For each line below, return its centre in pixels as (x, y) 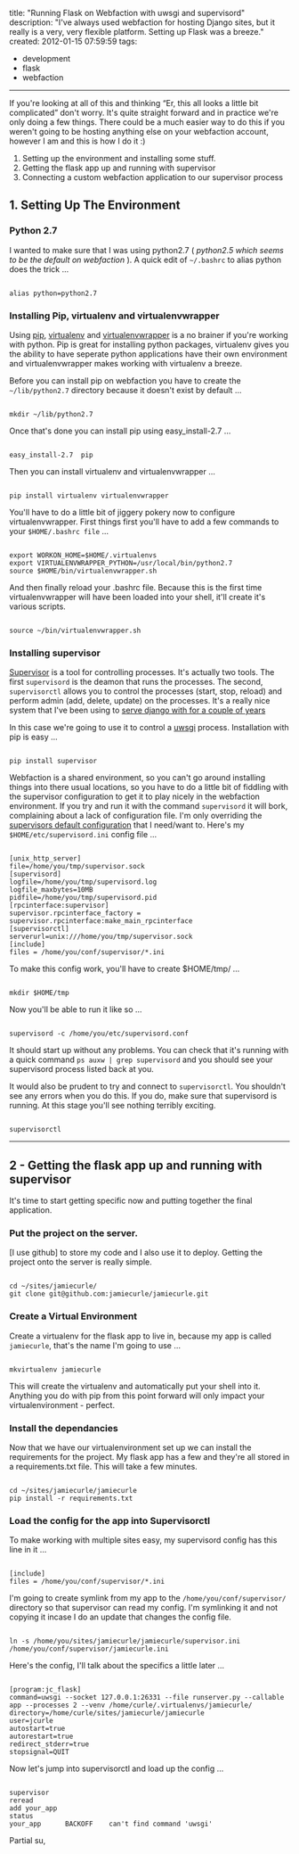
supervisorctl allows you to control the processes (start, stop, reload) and (146, 691)
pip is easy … (33, 737)
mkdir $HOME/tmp (39, 993)
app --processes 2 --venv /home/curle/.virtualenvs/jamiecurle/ (131, 1706)
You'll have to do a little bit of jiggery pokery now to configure (122, 512)
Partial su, (28, 1841)
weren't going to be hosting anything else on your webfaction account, (139, 132)
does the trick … (39, 269)
